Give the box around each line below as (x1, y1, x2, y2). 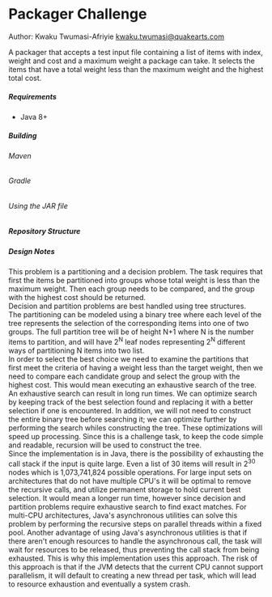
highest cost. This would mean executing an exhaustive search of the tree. (8, 380, 257, 390)
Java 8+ (19, 112, 48, 121)
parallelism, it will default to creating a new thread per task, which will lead (8, 570, 257, 580)
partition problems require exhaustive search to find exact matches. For (8, 502, 247, 511)
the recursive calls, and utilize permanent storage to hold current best (8, 485, 241, 494)
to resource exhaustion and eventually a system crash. (8, 579, 191, 589)
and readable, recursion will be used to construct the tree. (8, 440, 202, 450)
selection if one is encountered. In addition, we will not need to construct (8, 406, 252, 416)
